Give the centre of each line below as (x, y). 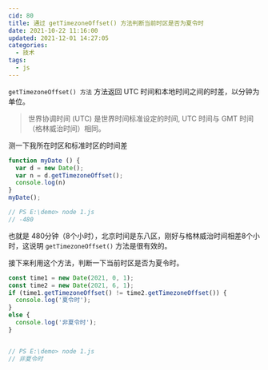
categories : (28, 46)
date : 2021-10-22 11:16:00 (53, 30)
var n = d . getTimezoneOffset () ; (70, 175)
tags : (17, 61)
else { (19, 315)
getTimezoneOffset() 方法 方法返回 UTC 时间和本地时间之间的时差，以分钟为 (134, 91)
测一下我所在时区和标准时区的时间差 (68, 145)
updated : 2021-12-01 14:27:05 (59, 38)
